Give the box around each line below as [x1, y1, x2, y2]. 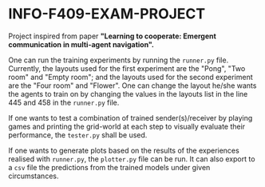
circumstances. [8, 171, 59, 181]
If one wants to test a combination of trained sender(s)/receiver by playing [8, 113, 253, 122]
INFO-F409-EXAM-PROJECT [8, 5, 206, 23]
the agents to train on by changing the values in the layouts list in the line [8, 89, 248, 98]
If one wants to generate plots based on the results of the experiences [8, 145, 239, 155]
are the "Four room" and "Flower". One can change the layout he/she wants [8, 81, 257, 90]
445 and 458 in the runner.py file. [8, 97, 120, 107]
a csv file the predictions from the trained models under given [8, 162, 211, 172]
